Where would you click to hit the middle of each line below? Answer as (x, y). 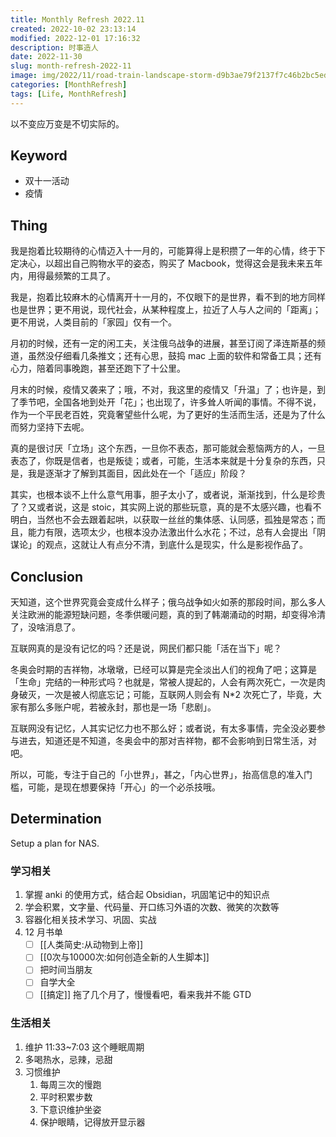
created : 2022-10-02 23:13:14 (73, 29)
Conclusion (47, 576)
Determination (56, 819)
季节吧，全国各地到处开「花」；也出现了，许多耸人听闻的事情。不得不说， (170, 402)
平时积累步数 (66, 1097)
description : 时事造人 (54, 47)
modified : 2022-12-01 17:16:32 (75, 38)
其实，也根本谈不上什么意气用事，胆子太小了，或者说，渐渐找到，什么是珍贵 (168, 495)
